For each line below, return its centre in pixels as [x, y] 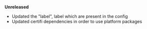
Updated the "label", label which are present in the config [70, 16]
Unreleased [17, 7]
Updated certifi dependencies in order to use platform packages [77, 22]
